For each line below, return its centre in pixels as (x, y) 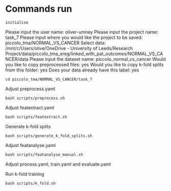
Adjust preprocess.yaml (30, 89)
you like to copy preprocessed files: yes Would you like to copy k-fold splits (85, 64)
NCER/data (17, 59)
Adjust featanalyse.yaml (31, 145)
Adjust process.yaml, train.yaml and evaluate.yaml (58, 164)
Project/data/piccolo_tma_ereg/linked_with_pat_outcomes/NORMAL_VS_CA (84, 54)
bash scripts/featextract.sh (36, 117)
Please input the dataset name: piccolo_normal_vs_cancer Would (98, 59)
